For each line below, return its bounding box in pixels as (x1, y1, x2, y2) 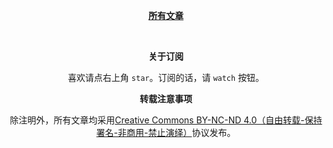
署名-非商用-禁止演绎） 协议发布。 (96, 127, 236, 138)
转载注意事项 (139, 93, 193, 104)
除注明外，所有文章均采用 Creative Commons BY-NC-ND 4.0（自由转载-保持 (9, 114, 323, 126)
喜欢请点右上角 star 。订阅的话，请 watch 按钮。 (67, 72, 265, 83)
